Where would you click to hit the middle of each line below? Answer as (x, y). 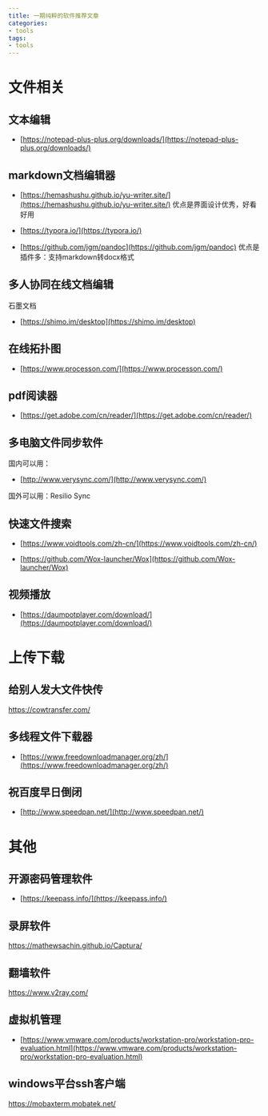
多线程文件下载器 (50, 737)
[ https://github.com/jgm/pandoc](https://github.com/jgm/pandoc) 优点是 (140, 247)
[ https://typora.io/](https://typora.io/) (81, 230)
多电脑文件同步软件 (56, 443)
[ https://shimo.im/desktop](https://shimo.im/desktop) (108, 321)
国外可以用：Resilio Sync (49, 496)
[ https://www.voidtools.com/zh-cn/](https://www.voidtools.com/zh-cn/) (138, 543)
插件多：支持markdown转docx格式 (77, 256)
